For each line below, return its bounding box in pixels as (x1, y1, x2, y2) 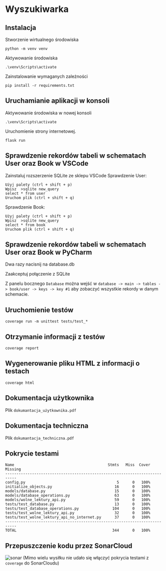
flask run (5, 138, 26, 143)
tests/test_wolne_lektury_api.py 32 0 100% (5, 511, 151, 516)
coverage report (5, 346, 39, 351)
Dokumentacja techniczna (5, 422, 89, 430)
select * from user (5, 191, 46, 196)
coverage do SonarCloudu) (5, 560, 60, 566)
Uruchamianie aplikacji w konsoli (5, 96, 110, 105)
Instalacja (5, 23, 36, 32)
